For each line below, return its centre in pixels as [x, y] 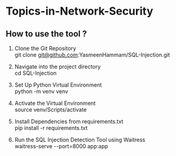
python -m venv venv [41, 91]
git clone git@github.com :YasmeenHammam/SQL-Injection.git [92, 55]
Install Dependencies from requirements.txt [69, 121]
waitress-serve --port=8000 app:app [61, 146]
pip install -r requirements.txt [51, 128]
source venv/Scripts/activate [51, 110]
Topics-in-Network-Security [79, 11]
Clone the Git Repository [45, 48]
